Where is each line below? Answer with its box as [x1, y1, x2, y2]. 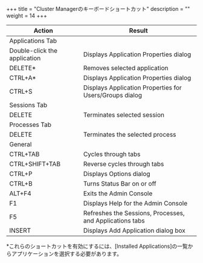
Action [33, 27, 53, 34]
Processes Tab [9, 120, 51, 129]
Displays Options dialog [83, 170, 150, 178]
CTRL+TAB [9, 150, 40, 158]
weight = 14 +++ [6, 12, 47, 19]
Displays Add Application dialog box [83, 226, 185, 235]
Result [129, 27, 148, 34]
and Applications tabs [83, 216, 145, 225]
